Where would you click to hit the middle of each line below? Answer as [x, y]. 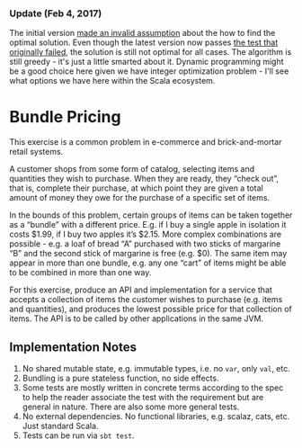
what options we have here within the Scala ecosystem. [112, 81]
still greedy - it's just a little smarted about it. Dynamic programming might [147, 62]
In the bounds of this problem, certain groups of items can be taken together [151, 215]
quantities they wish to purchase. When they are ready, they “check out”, [144, 179]
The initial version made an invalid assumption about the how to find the [142, 33]
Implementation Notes [73, 347]
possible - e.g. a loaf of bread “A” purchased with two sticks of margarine [145, 244]
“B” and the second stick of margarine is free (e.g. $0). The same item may [148, 254]
